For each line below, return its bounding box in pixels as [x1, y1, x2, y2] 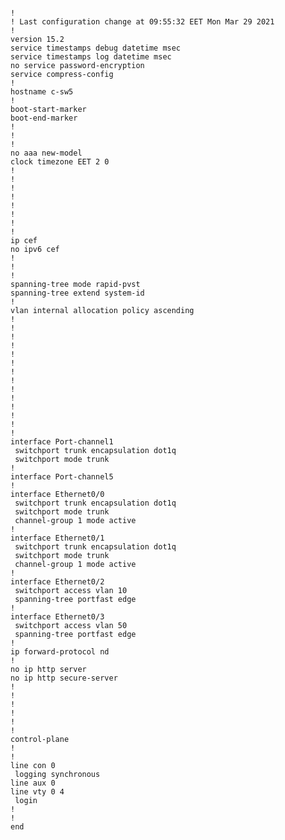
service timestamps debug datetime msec [10, 43, 182, 53]
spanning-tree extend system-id [10, 288, 145, 298]
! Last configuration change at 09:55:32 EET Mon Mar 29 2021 [10, 17, 275, 27]
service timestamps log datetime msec [10, 52, 172, 62]
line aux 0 [10, 778, 56, 788]
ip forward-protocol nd [10, 647, 110, 657]
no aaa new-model [10, 148, 83, 158]
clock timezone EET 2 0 [10, 157, 110, 167]
